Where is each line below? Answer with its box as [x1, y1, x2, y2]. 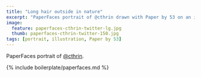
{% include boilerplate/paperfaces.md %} [6, 64, 109, 71]
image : [6, 20, 23, 25]
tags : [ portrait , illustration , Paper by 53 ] [6, 36, 121, 42]
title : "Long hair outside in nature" [6, 8, 103, 15]
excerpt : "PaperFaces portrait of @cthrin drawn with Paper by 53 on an [6, 14, 191, 20]
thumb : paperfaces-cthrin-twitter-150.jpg [11, 31, 119, 37]
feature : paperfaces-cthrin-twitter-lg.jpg [11, 25, 121, 31]
